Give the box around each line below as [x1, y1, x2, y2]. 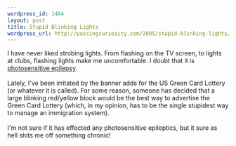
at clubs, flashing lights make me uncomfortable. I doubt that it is [7, 57, 195, 65]
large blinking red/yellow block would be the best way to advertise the [7, 94, 211, 102]
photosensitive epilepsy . [7, 64, 78, 72]
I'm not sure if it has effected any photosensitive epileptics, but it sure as [7, 124, 218, 132]
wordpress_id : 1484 [7, 10, 65, 18]
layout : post [7, 17, 46, 24]
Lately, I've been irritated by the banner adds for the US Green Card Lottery [7, 79, 226, 88]
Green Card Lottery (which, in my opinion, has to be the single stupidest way [7, 101, 229, 109]
